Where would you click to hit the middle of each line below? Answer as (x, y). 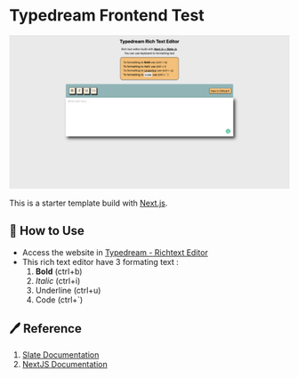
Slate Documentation (60, 354)
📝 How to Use (47, 231)
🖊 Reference (45, 329)
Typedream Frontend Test (107, 16)
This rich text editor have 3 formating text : (101, 261)
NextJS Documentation (65, 364)
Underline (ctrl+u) (68, 290)
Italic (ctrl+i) (58, 280)
